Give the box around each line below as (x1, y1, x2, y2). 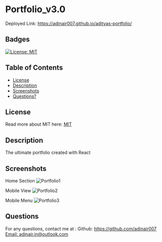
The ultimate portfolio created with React (5, 149, 91, 156)
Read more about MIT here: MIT (5, 121, 72, 128)
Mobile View (5, 188, 31, 194)
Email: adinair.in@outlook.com (5, 231, 69, 237)
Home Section (5, 178, 35, 184)
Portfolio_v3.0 (5, 4, 66, 15)
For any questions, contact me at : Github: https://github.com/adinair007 (5, 225, 157, 232)
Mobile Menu (5, 197, 33, 203)
